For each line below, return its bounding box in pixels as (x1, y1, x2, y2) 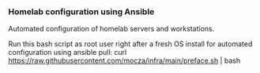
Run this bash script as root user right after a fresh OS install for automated (8, 39, 253, 49)
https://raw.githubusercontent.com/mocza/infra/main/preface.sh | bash (8, 56, 241, 65)
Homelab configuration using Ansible (8, 6, 155, 17)
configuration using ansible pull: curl (8, 48, 127, 57)
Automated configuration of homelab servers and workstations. (8, 24, 215, 34)
